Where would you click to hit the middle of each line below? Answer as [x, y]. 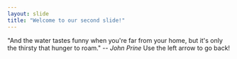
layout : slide [28, 14]
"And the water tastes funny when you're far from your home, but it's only [115, 40]
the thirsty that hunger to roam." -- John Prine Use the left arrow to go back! [119, 48]
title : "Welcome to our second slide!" [66, 20]
